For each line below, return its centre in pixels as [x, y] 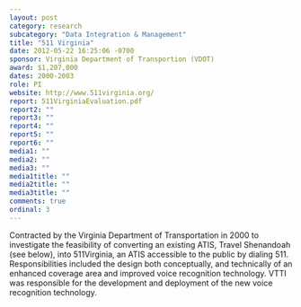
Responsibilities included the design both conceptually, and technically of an [151, 263]
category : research [46, 26]
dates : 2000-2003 [42, 76]
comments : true [38, 202]
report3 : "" [31, 118]
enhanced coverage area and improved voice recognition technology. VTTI [148, 273]
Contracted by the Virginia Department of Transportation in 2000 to [134, 235]
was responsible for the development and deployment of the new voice [141, 283]
